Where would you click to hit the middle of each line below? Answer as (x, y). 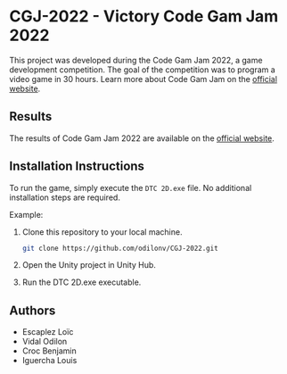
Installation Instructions (77, 166)
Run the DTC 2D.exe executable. (82, 282)
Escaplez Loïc (48, 332)
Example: (26, 214)
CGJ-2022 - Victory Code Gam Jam (144, 17)
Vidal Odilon (45, 342)
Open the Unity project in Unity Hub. (89, 265)
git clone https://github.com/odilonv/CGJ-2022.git (120, 248)
